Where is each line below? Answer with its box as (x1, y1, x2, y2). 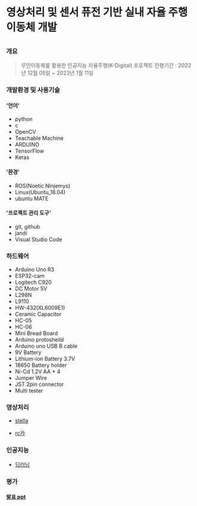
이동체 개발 (6, 20, 57, 34)
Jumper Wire (14, 375, 47, 381)
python (14, 115, 33, 123)
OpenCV (14, 128, 37, 136)
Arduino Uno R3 (14, 266, 55, 273)
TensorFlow (14, 148, 44, 155)
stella (14, 417, 29, 424)
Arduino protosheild (14, 336, 64, 343)
